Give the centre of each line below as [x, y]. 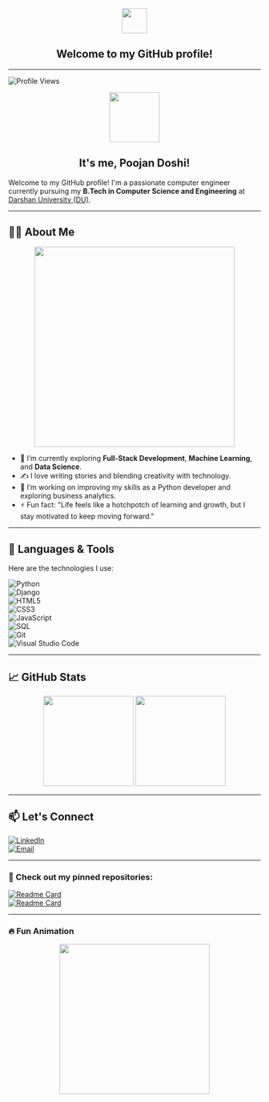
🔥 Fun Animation [41, 932]
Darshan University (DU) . [50, 199]
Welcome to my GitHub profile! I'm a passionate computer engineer [119, 182]
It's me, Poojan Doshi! [134, 163]
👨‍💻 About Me [42, 232]
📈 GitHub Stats [47, 677]
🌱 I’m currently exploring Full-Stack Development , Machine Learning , [136, 459]
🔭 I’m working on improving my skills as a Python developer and [125, 487]
